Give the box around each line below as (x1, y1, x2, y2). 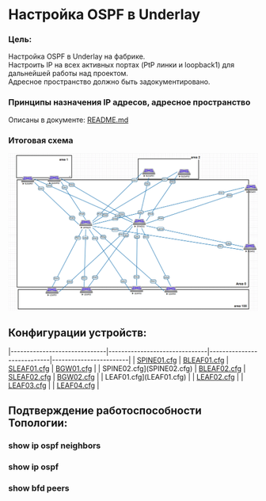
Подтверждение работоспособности (8, 403, 202, 417)
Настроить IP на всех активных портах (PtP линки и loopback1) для (8, 60, 235, 70)
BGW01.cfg (55, 364, 93, 373)
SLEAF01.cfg (8, 364, 50, 373)
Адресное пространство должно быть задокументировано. (8, 77, 211, 86)
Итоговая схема (8, 135, 74, 146)
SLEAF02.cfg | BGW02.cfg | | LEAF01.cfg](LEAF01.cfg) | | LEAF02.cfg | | (8, 373, 244, 382)
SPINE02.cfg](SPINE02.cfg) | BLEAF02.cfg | (102, 364, 246, 373)
